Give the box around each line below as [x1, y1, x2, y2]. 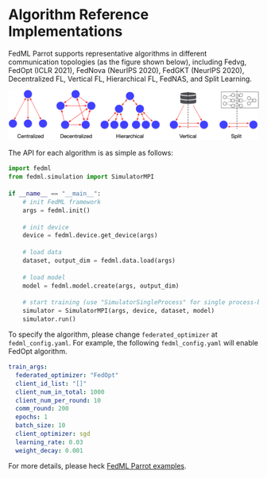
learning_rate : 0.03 [15, 438, 83, 446]
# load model [22, 273, 66, 281]
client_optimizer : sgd [15, 430, 91, 438]
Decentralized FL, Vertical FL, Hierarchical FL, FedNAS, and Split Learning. [8, 74, 253, 83]
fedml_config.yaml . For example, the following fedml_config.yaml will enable [8, 338, 259, 348]
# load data [22, 249, 62, 256]
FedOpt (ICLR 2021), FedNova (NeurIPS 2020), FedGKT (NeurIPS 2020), [8, 65, 245, 75]
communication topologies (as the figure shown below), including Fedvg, [8, 57, 247, 67]
